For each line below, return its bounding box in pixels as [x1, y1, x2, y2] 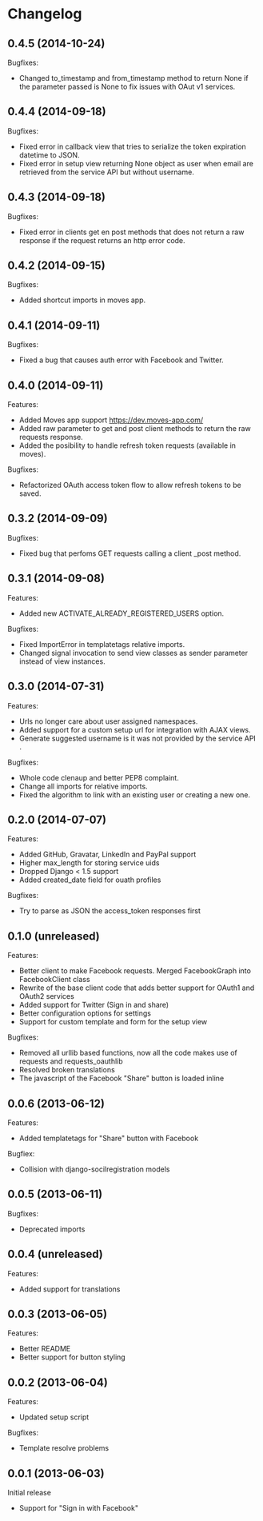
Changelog [7, 5, 82, 23]
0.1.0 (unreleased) [7, 929, 101, 943]
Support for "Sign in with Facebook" [18, 1503, 139, 1512]
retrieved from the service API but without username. [18, 167, 195, 177]
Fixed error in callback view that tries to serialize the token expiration [18, 142, 247, 151]
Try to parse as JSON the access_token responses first [18, 906, 201, 916]
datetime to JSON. [18, 150, 81, 160]
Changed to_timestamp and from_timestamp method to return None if [18, 74, 249, 82]
